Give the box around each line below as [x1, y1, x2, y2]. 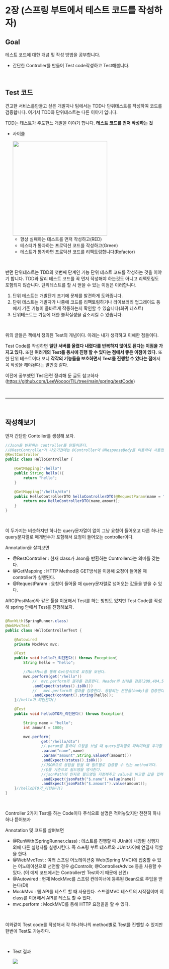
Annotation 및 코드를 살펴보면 [5, 827, 64, 833]
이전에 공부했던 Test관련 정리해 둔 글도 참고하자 [5, 372, 99, 378]
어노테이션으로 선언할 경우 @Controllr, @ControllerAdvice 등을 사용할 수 [18, 863, 162, 869]
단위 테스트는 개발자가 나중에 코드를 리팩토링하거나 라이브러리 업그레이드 [12, 299, 155, 305]
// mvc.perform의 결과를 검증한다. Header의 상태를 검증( [32, 679, 144, 684]
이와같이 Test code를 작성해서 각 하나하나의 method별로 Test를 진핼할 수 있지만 [5, 922, 163, 928]
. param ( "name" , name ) [41, 748, 84, 753]
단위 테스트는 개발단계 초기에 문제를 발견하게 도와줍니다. [12, 293, 123, 299]
